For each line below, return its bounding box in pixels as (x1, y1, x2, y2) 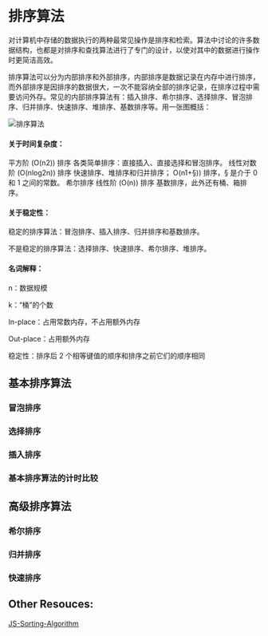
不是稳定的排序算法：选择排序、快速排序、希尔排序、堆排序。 (8, 244, 211, 254)
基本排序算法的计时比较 (8, 472, 98, 484)
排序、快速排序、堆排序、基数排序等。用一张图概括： (35, 101, 211, 112)
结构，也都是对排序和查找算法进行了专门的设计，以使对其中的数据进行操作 (14, 45, 260, 54)
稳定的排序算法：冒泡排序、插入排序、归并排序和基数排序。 (8, 227, 204, 236)
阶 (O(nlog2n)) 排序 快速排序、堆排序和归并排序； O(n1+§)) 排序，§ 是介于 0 (8, 168, 258, 178)
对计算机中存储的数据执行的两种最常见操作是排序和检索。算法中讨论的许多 (8, 35, 253, 45)
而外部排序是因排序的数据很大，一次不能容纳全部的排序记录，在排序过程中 (8, 81, 253, 92)
